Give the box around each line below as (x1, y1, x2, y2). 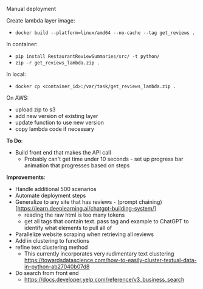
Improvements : (6, 173, 46, 181)
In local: (6, 71, 26, 78)
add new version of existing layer (15, 113, 98, 119)
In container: (6, 41, 38, 47)
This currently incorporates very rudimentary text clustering (24, 250, 174, 257)
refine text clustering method (15, 243, 88, 251)
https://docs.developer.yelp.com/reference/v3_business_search (24, 276, 185, 283)
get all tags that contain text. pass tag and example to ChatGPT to (24, 218, 190, 225)
